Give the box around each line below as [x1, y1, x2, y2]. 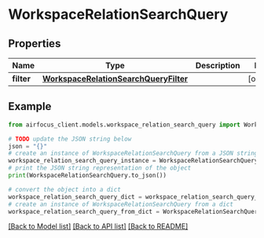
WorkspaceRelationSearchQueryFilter [42, 73, 189, 84]
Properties [8, 37, 61, 50]
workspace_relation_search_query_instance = [8, 157, 156, 165]
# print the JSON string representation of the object [8, 164, 192, 172]
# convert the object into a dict [8, 185, 122, 193]
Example [8, 100, 52, 113]
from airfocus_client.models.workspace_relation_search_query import [8, 120, 241, 129]
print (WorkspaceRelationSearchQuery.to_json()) [8, 171, 167, 180]
